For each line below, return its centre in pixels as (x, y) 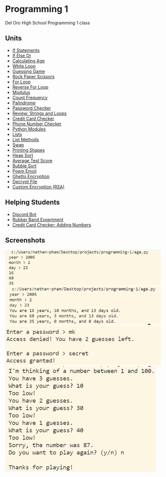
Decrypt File (25, 181)
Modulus (21, 92)
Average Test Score (32, 160)
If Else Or (21, 55)
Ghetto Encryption (31, 176)
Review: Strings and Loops (39, 113)
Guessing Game (29, 71)
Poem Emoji (24, 171)
